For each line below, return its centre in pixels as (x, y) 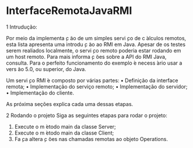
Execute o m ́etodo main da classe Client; (64, 133)
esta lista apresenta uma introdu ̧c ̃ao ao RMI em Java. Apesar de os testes (96, 44)
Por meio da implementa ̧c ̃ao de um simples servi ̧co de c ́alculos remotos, (96, 38)
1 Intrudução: (22, 27)
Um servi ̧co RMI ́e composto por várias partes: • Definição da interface (92, 80)
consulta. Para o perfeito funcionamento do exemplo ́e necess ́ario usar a (94, 63)
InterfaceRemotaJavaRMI (69, 11)
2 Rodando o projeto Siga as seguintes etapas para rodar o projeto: (87, 115)
